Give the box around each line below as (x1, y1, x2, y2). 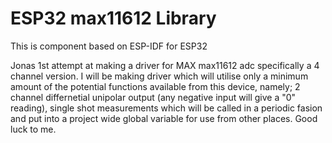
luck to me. (10, 123, 57, 135)
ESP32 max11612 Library (10, 7, 217, 30)
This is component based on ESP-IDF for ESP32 (10, 40, 208, 52)
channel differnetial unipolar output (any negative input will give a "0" (10, 91, 297, 103)
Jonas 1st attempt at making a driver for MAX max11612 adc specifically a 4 (10, 59, 320, 71)
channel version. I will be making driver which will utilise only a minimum (10, 70, 309, 82)
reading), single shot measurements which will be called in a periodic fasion (10, 102, 323, 114)
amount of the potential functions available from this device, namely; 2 (10, 80, 301, 92)
